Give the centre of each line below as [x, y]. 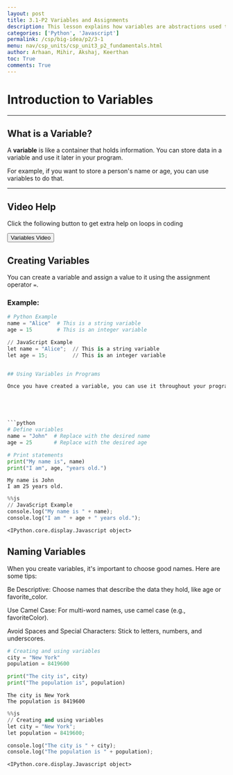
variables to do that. [36, 178]
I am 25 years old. [35, 486]
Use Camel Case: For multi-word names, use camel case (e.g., [96, 610]
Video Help [32, 206]
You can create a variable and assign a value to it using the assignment [109, 277]
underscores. [26, 638]
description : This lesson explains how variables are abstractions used [114, 26]
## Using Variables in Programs [54, 374]
